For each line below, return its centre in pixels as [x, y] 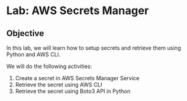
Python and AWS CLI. [33, 54]
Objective [25, 33]
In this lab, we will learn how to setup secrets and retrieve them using [94, 48]
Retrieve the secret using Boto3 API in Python [73, 91]
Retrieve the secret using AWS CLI [59, 84]
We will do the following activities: [49, 66]
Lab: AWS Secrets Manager [78, 11]
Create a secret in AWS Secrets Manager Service [77, 78]
